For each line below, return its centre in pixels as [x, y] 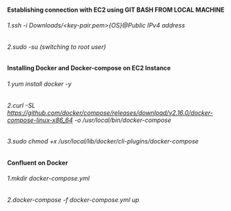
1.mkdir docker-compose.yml [48, 179]
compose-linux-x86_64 [40, 120]
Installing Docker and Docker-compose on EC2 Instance [89, 68]
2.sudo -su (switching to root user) [57, 47]
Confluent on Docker [38, 163]
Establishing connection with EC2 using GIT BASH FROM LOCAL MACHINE [116, 10]
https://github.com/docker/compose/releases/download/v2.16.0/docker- [110, 112]
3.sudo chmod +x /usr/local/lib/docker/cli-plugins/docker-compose [103, 141]
